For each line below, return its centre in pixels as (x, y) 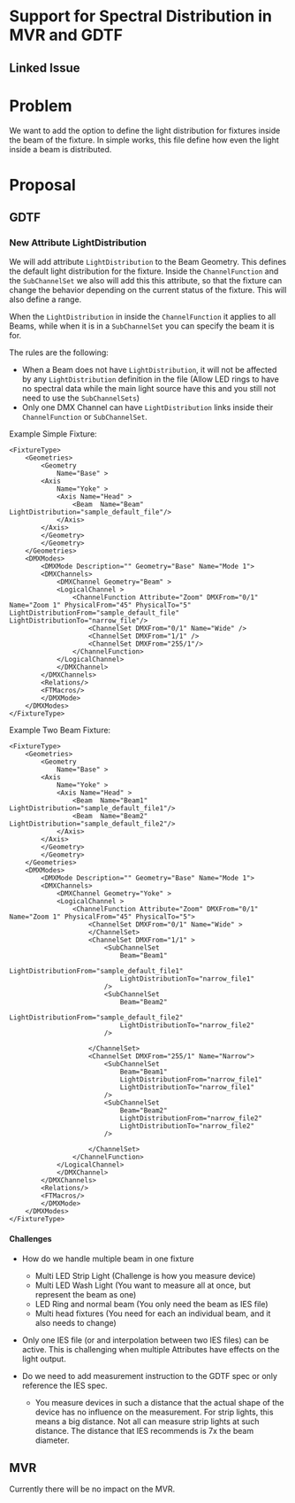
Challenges (30, 1238)
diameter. (52, 1440)
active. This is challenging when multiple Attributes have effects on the (151, 1349)
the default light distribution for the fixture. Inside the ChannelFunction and (144, 271)
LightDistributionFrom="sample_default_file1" (96, 972)
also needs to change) (76, 1322)
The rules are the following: (59, 353)
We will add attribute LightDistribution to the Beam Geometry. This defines (148, 262)
